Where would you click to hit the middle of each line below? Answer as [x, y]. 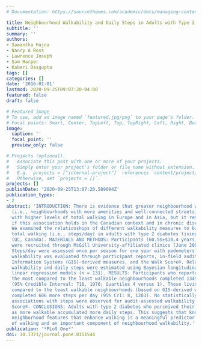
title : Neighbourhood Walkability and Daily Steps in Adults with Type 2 [101, 23]
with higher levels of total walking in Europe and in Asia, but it [99, 217]
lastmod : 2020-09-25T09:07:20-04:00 [52, 90]
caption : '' [27, 134]
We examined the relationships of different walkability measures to [100, 229]
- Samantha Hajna [28, 45]
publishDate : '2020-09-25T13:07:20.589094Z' [63, 190]
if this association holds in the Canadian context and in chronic [98, 223]
